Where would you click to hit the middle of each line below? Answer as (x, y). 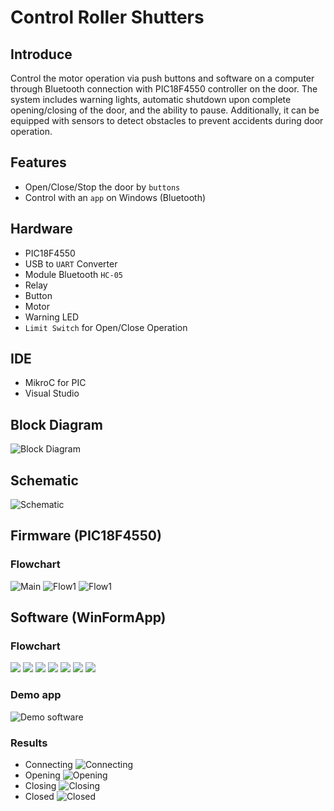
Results (29, 743)
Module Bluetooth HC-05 (73, 274)
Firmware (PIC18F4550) (86, 536)
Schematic (44, 480)
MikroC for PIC (55, 383)
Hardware (41, 229)
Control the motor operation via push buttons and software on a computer (162, 78)
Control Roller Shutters (107, 17)
